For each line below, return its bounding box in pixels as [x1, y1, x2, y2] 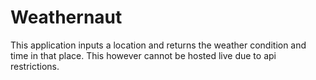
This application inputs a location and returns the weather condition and [10, 39, 307, 51]
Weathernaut [10, 6, 123, 29]
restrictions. [10, 60, 60, 72]
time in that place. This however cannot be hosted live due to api [10, 49, 277, 61]
